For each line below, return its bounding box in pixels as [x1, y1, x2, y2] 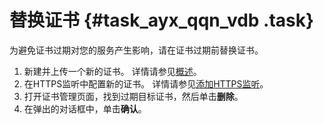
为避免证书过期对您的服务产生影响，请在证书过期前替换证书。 [9, 44, 264, 56]
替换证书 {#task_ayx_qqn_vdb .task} [9, 9, 315, 32]
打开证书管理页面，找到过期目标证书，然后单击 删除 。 [23, 90, 244, 102]
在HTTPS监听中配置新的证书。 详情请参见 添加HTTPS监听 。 [23, 77, 269, 90]
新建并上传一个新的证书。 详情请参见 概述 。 [23, 65, 202, 77]
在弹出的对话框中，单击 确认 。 [23, 102, 147, 115]
